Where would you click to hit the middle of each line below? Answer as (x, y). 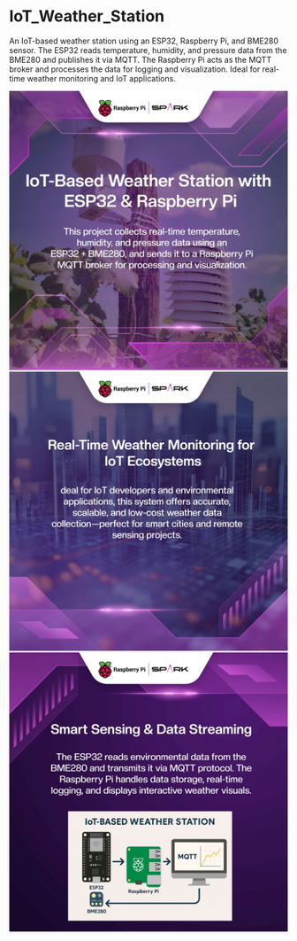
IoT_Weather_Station (87, 16)
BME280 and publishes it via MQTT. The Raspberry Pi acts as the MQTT (141, 59)
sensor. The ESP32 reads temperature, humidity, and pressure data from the (148, 50)
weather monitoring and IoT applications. (102, 78)
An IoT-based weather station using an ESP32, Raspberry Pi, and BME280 (144, 41)
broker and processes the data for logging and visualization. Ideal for (135, 69)
